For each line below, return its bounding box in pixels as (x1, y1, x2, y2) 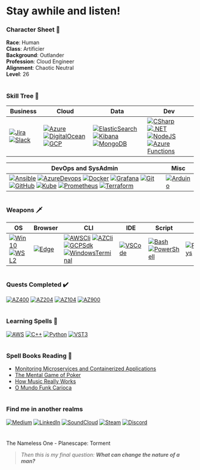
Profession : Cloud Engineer (6, 58, 74, 65)
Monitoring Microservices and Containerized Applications (14, 365, 157, 372)
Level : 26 (6, 70, 30, 78)
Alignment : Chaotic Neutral (6, 64, 74, 72)
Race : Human (6, 39, 40, 46)
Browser (33, 224, 58, 232)
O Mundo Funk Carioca (14, 384, 72, 391)
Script (155, 224, 173, 232)
